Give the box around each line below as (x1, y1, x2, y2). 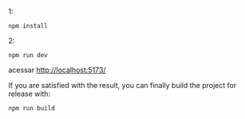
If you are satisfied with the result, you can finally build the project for (8, 81, 237, 90)
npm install (8, 22, 48, 30)
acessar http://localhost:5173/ (8, 65, 106, 75)
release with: (8, 89, 50, 98)
